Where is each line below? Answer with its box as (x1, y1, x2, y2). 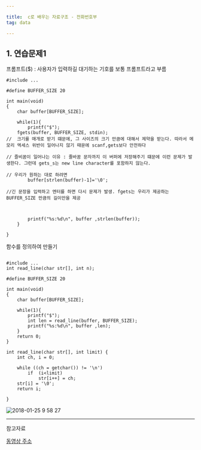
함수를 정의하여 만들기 (6, 243, 58, 250)
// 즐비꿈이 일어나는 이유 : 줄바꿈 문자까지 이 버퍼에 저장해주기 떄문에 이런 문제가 (6, 154, 186, 160)
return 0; (17, 333, 42, 340)
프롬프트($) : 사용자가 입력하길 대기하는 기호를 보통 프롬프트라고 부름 (6, 65, 167, 72)
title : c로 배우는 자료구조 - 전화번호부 (6, 14, 98, 20)
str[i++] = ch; (38, 375, 77, 382)
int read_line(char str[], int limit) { (6, 349, 109, 355)
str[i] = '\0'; (17, 381, 55, 387)
